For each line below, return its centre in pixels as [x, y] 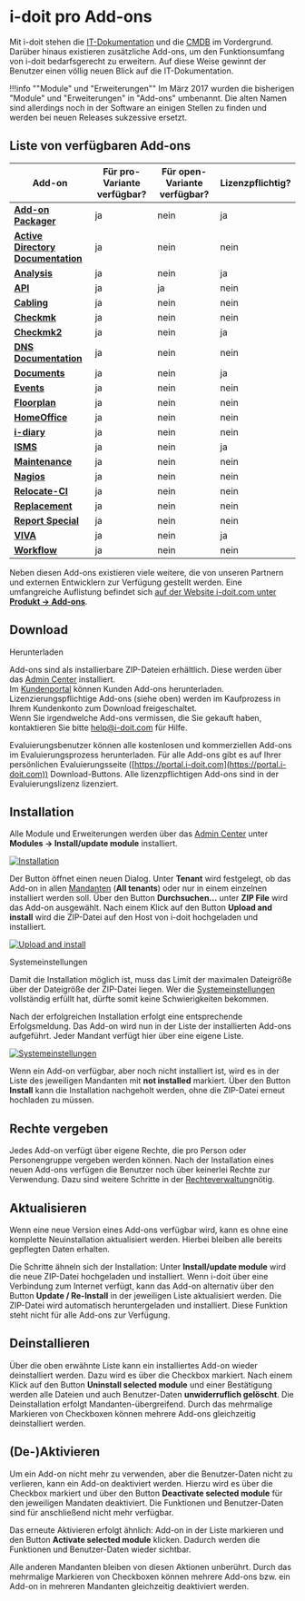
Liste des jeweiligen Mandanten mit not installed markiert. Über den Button [150, 1081]
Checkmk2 [38, 331]
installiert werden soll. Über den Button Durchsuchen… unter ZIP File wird [149, 898]
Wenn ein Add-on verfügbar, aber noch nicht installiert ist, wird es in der [144, 1071]
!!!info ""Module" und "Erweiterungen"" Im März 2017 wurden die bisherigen [152, 88]
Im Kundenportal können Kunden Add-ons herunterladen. [117, 688]
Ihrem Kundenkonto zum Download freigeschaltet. [103, 708]
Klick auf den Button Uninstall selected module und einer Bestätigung [141, 1384]
